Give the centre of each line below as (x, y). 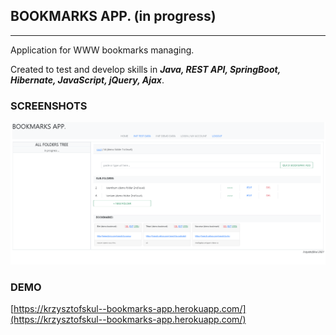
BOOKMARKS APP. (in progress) (113, 16)
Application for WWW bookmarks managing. (102, 50)
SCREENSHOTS (49, 106)
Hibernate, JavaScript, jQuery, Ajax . (87, 80)
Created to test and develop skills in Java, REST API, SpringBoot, (145, 69)
